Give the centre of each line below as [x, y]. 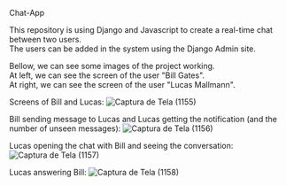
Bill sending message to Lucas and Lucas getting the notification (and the [143, 119]
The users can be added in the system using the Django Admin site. [133, 49]
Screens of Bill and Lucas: [57, 102]
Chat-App [27, 13]
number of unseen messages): [65, 128]
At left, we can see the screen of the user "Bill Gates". [107, 75]
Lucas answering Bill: [48, 172]
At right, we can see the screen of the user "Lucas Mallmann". [123, 85]
